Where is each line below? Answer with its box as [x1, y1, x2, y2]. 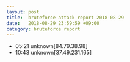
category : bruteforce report [6, 26, 81, 32]
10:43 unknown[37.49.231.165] [15, 49, 92, 57]
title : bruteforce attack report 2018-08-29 [6, 15, 124, 21]
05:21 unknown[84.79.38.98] [15, 43, 88, 50]
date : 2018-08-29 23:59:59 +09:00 [6, 20, 99, 26]
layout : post [6, 9, 40, 15]
